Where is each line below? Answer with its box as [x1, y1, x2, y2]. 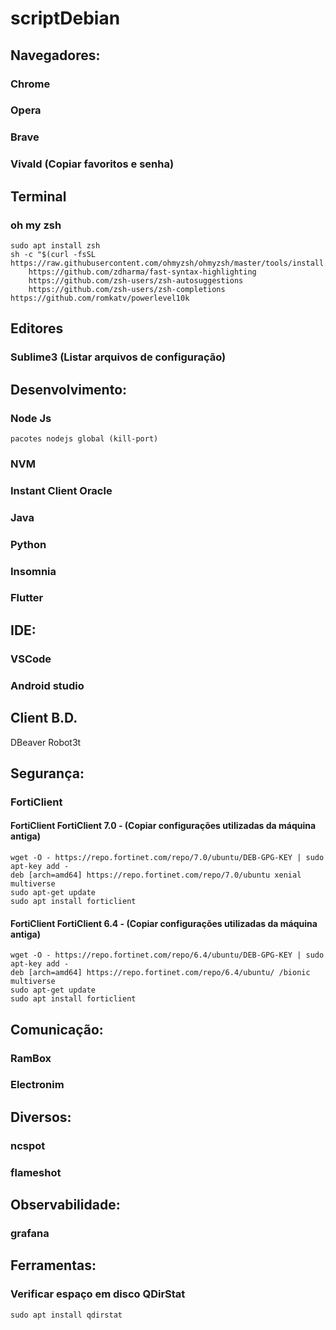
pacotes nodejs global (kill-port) [10, 433, 159, 444]
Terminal [10, 188, 67, 205]
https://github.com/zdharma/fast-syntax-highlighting [28, 267, 257, 277]
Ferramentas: [10, 1257, 97, 1274]
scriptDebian [10, 7, 121, 30]
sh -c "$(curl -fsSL [10, 249, 97, 259]
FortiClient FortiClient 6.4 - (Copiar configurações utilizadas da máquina [10, 917, 318, 929]
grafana [10, 1227, 50, 1241]
